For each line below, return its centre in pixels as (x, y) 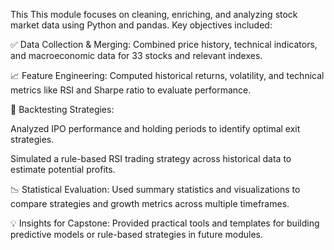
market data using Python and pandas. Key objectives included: (141, 25)
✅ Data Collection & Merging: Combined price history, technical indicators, (164, 44)
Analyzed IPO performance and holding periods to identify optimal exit (155, 128)
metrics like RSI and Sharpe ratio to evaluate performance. (131, 90)
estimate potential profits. (63, 169)
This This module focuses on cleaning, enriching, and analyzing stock (154, 14)
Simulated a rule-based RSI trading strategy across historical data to (151, 158)
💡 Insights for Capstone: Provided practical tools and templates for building (165, 223)
